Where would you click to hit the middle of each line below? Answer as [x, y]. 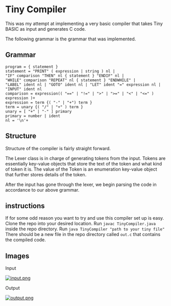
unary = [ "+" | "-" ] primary [39, 111]
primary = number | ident [33, 116]
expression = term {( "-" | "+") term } [49, 102]
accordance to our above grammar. [42, 190]
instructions [25, 206]
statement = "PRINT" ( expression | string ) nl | [60, 71]
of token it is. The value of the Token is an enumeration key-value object [81, 169]
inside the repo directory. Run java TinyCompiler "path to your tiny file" [85, 229]
